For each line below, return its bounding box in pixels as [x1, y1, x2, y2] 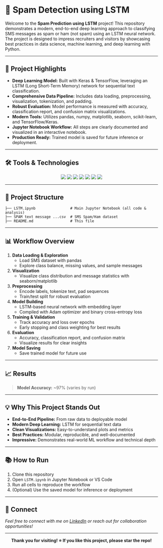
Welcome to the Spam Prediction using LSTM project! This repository [5, 20, 145, 26]
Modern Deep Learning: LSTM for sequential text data [12, 421, 121, 427]
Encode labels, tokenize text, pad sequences [19, 289, 109, 294]
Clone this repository [12, 471, 54, 477]
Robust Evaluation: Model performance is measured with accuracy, [12, 103, 148, 109]
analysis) [5, 210, 25, 215]
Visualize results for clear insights [19, 340, 87, 346]
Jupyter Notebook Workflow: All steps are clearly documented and [12, 124, 148, 130]
